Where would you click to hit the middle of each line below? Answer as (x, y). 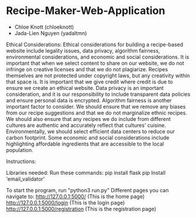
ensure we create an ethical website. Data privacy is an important (85, 88)
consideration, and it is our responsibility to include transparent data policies (98, 94)
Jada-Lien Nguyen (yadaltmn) (51, 33)
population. (20, 150)
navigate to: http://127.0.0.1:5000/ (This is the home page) (75, 196)
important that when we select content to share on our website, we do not (95, 63)
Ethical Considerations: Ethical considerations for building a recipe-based (94, 44)
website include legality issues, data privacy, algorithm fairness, (83, 50)
